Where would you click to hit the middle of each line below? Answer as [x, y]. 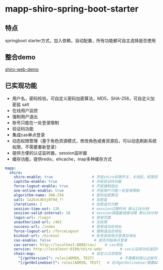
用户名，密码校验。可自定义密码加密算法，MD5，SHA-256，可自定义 [81, 98]
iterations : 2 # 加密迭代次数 [66, 204]
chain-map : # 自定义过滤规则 [68, 254]
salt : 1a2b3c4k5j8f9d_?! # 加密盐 [61, 200]
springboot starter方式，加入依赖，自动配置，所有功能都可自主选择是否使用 [81, 40]
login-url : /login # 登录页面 [62, 218]
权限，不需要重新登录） [35, 147]
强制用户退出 [25, 116]
